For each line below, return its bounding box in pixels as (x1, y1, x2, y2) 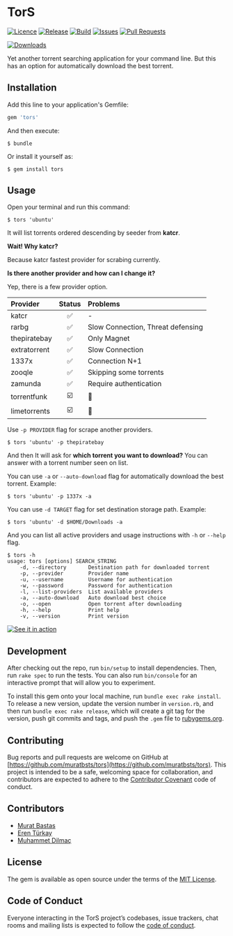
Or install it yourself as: (7, 152, 73, 160)
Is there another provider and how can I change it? (7, 269, 156, 277)
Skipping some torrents (88, 367, 164, 377)
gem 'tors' (7, 114, 39, 121)
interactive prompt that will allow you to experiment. (7, 679, 156, 687)
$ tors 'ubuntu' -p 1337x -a (7, 493, 92, 500)
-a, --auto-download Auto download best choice (19, 594, 167, 601)
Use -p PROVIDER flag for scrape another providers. (7, 426, 153, 434)
